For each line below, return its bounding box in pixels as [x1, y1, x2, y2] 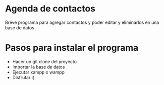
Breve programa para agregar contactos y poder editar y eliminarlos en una [5, 19, 160, 25]
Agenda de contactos [5, 3, 96, 14]
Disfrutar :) [12, 74, 35, 80]
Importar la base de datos [12, 64, 65, 70]
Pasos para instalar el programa [5, 42, 139, 54]
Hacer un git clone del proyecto [12, 58, 77, 65]
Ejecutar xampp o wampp [12, 69, 65, 75]
